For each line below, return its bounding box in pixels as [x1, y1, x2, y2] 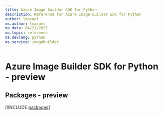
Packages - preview [5, 91, 68, 100]
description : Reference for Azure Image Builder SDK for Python [5, 12, 142, 17]
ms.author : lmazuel [5, 21, 46, 26]
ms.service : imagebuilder [5, 40, 59, 45]
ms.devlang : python [5, 35, 46, 40]
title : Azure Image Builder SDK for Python [5, 7, 97, 12]
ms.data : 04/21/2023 [5, 26, 48, 31]
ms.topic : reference [5, 30, 48, 35]
